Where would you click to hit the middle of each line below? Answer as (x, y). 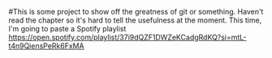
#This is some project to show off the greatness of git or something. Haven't (136, 12)
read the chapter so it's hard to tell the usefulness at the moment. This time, (135, 20)
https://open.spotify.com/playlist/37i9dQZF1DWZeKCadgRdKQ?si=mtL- (127, 37)
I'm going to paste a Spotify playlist (67, 29)
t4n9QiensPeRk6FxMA (46, 46)
